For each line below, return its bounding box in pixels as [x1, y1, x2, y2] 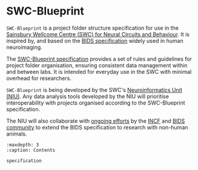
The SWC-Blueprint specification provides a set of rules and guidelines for [6, 55, 193, 62]
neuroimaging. [6, 44, 42, 51]
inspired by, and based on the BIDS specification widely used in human [6, 37, 183, 44]
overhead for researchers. [6, 74, 71, 82]
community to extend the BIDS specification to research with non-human [6, 123, 188, 131]
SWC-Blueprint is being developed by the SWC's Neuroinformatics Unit [6, 86, 183, 93]
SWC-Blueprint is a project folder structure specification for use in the [6, 24, 179, 31]
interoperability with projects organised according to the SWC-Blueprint [6, 99, 185, 106]
